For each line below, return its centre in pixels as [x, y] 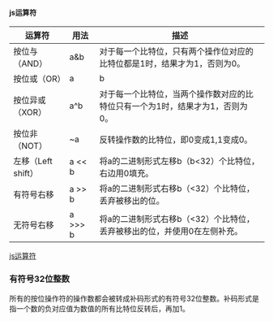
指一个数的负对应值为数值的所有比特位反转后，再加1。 [99, 308]
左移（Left [33, 161]
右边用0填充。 [126, 173]
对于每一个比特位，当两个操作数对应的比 [177, 94]
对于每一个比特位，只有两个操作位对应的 [177, 51]
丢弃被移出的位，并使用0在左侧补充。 [171, 232]
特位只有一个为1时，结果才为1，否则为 [173, 106]
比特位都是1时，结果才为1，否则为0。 [172, 63]
